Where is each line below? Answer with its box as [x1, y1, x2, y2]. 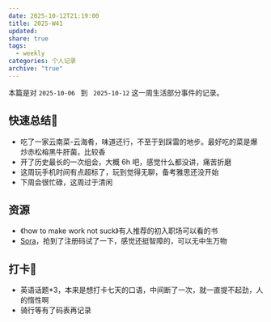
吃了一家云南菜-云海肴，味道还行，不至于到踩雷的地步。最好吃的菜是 [19, 137, 251, 146]
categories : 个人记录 [8, 57, 77, 66]
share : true [8, 34, 49, 43]
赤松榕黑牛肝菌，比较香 [27, 146, 106, 156]
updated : [8, 27, 38, 35]
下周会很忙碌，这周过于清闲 [19, 177, 113, 187]
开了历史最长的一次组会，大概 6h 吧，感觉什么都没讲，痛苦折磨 [19, 157, 232, 167]
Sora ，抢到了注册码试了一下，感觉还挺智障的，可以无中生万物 [19, 236, 228, 246]
